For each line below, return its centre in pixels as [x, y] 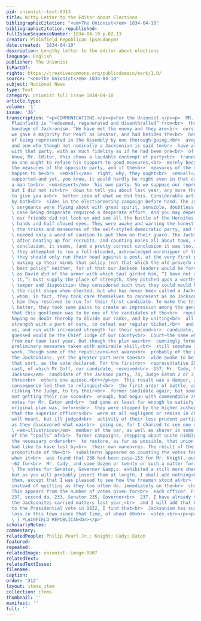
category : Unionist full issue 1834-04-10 [60, 95]
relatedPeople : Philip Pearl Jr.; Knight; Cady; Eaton [76, 536]
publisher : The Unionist [37, 62]
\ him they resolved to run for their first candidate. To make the [99, 302]
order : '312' [22, 581]
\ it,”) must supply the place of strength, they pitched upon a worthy [104, 280]
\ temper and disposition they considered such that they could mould [101, 285]
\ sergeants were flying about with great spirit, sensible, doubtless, [104, 207]
